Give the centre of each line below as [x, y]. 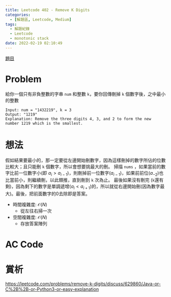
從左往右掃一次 [36, 211]
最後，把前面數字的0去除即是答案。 [53, 194]
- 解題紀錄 [20, 29]
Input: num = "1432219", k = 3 [38, 110]
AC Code [24, 245]
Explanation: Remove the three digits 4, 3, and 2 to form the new [78, 119]
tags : [11, 24]
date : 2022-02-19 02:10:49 [34, 43]
